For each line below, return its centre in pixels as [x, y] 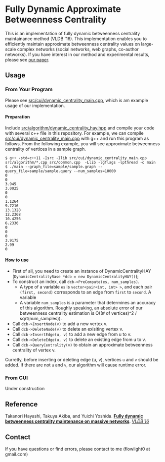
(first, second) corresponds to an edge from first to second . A [85, 292]
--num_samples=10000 [95, 171]
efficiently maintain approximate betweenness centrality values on [73, 44]
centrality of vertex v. [34, 350]
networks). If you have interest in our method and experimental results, [77, 54]
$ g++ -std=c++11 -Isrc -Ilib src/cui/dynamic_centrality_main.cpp [76, 158]
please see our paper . [27, 59]
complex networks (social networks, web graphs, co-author [78, 49]
